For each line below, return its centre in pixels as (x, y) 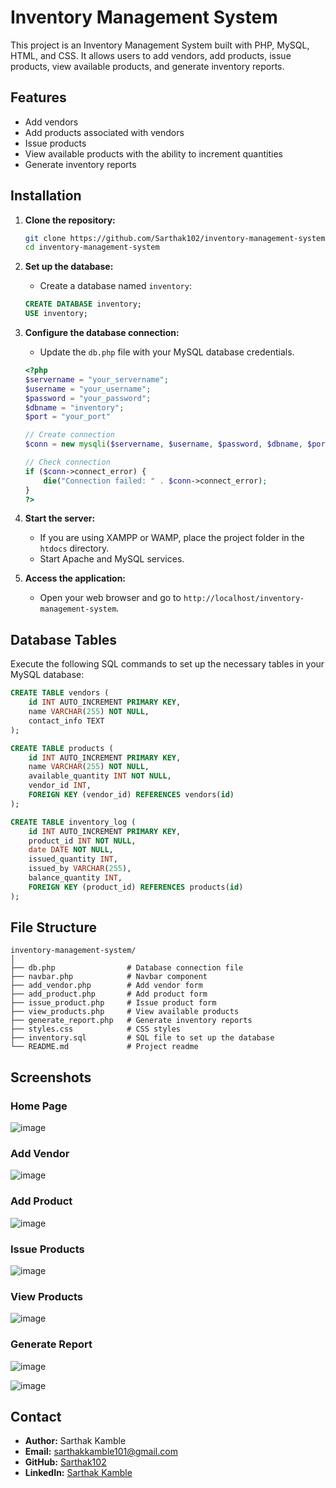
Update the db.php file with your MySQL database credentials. (167, 352)
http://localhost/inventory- (244, 599)
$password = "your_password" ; (88, 398)
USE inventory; (56, 314)
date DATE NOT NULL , (71, 850)
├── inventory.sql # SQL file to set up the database (142, 1038)
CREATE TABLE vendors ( (60, 693)
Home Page (39, 1106)
